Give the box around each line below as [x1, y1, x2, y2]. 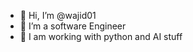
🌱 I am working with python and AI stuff [19, 31, 183, 42]
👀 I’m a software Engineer [19, 20, 127, 32]
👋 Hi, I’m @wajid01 [19, 10, 97, 21]
